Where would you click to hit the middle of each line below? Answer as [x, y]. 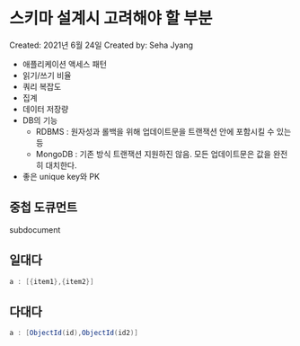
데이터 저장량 [45, 109]
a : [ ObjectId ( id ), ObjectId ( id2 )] [74, 333]
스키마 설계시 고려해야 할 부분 [111, 18]
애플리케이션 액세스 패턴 [65, 64]
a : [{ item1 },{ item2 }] [52, 281]
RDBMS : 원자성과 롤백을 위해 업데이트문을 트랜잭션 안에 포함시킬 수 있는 [163, 131]
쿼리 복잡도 [42, 86]
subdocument [35, 229]
